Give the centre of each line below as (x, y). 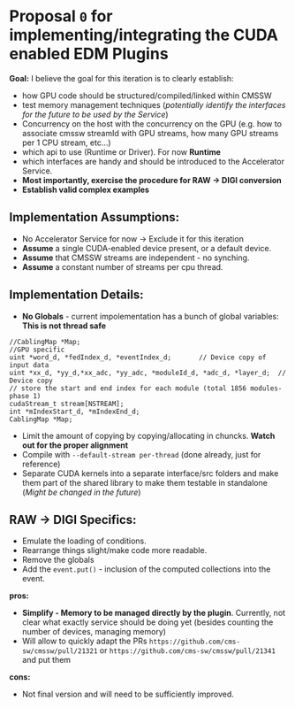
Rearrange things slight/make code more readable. (114, 550)
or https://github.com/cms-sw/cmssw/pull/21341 (188, 650)
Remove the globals (58, 560)
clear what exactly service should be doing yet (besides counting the (147, 622)
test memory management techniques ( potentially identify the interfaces (154, 104)
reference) (41, 464)
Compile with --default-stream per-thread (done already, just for (141, 454)
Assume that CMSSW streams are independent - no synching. (136, 258)
